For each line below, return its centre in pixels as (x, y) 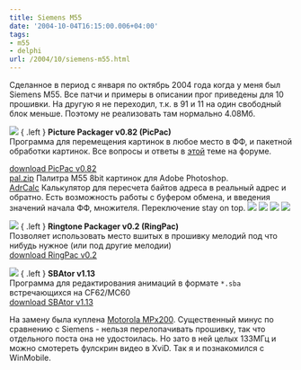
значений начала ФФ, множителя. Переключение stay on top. (128, 208)
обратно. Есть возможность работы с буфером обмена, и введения (140, 197)
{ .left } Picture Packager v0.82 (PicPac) (96, 132)
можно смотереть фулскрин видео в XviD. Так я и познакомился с (137, 348)
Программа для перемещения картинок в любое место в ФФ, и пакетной (150, 141)
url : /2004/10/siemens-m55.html (70, 59)
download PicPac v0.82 (53, 168)
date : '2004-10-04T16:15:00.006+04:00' (84, 26)
